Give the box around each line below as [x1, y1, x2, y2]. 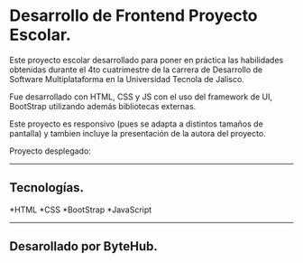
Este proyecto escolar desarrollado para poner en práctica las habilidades [9, 54, 284, 65]
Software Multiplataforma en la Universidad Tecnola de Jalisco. [9, 73, 245, 84]
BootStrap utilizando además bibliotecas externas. [9, 100, 197, 111]
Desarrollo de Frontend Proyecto [9, 5, 259, 26]
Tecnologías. [9, 180, 84, 195]
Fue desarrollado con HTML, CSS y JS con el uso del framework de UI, [9, 91, 273, 102]
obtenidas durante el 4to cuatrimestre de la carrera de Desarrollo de [9, 64, 263, 75]
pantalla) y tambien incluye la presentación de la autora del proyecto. [9, 127, 266, 138]
